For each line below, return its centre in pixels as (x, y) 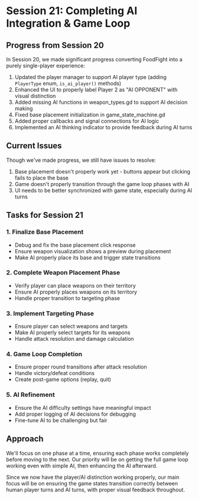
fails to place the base (42, 178)
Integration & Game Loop (68, 23)
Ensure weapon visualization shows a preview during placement (93, 251)
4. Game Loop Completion (44, 354)
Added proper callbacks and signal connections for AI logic (87, 121)
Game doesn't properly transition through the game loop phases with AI (102, 184)
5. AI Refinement (30, 395)
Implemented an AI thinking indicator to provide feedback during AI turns (103, 127)
